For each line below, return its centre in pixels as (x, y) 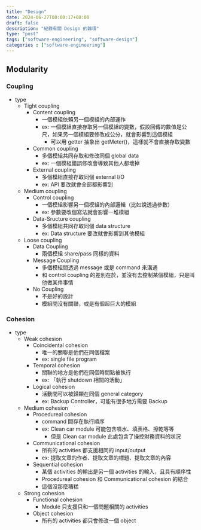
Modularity (27, 69)
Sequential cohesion (58, 464)
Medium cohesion (46, 408)
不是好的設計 (57, 296)
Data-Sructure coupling (62, 218)
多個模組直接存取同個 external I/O (83, 176)
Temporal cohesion (57, 365)
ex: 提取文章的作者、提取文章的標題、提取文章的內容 (106, 458)
